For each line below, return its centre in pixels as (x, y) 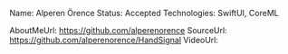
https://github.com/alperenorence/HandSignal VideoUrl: (114, 40)
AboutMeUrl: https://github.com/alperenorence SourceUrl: (119, 30)
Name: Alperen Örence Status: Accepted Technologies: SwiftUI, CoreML (144, 13)
